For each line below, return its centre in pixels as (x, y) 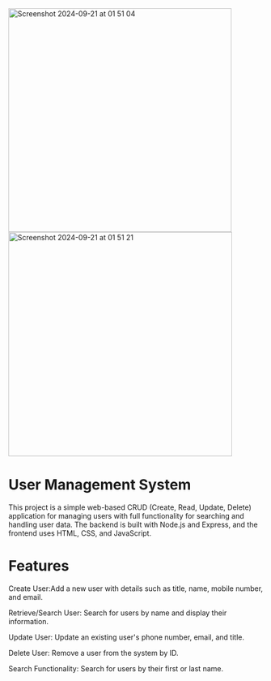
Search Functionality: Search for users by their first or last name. (116, 668)
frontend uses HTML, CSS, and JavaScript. (80, 533)
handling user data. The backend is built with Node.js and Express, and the (133, 524)
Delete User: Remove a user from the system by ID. (94, 653)
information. (29, 621)
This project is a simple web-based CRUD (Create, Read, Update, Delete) (130, 507)
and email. (25, 597)
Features (39, 566)
